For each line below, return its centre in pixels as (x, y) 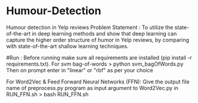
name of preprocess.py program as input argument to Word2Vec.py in (92, 88)
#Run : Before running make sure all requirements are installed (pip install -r (99, 57)
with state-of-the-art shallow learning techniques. (67, 46)
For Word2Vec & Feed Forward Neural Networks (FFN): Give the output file (98, 82)
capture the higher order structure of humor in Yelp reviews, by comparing (98, 40)
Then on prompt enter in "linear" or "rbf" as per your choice (80, 70)
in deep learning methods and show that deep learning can (104, 33)
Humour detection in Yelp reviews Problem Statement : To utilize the (90, 27)
